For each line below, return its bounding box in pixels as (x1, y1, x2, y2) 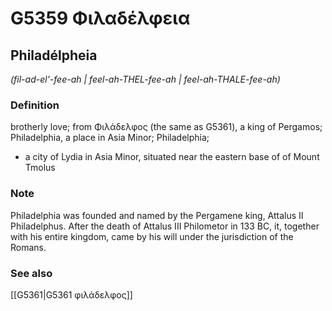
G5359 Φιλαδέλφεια (10, 7, 191, 30)
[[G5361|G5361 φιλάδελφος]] (10, 288, 133, 301)
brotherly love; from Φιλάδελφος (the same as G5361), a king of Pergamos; (10, 121, 323, 133)
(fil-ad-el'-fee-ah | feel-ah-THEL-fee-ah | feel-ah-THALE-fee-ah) (10, 73, 281, 85)
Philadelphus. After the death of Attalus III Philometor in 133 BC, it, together (10, 220, 320, 232)
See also (10, 266, 53, 280)
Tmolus (24, 162, 56, 174)
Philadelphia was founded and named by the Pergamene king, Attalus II (10, 209, 304, 221)
